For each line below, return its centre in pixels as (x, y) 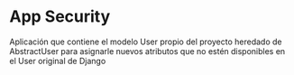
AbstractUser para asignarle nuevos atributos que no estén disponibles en (147, 51)
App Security (60, 17)
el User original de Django (58, 61)
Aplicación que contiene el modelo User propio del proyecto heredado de (146, 42)
